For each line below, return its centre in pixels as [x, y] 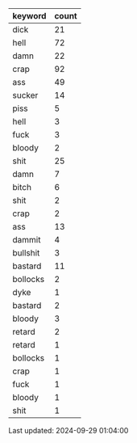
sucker [25, 95]
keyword [29, 16]
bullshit [26, 253]
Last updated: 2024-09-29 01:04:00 [68, 430]
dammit [27, 240]
